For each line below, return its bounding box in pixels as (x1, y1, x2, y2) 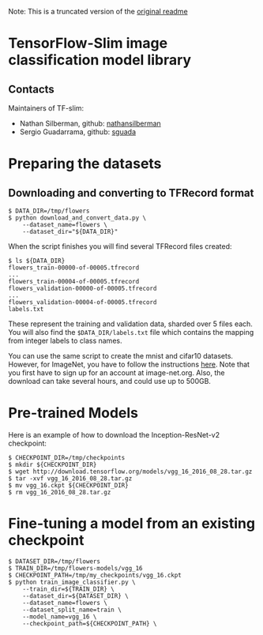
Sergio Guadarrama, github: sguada (19, 127, 137, 137)
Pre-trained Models (8, 404, 139, 422)
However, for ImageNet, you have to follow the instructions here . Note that (8, 359, 250, 369)
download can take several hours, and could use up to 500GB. (8, 377, 212, 385)
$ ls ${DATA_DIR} (8, 257, 66, 265)
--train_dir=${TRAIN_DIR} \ (22, 584, 115, 593)
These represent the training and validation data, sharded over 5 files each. (8, 319, 253, 329)
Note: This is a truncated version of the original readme (8, 7, 188, 16)
